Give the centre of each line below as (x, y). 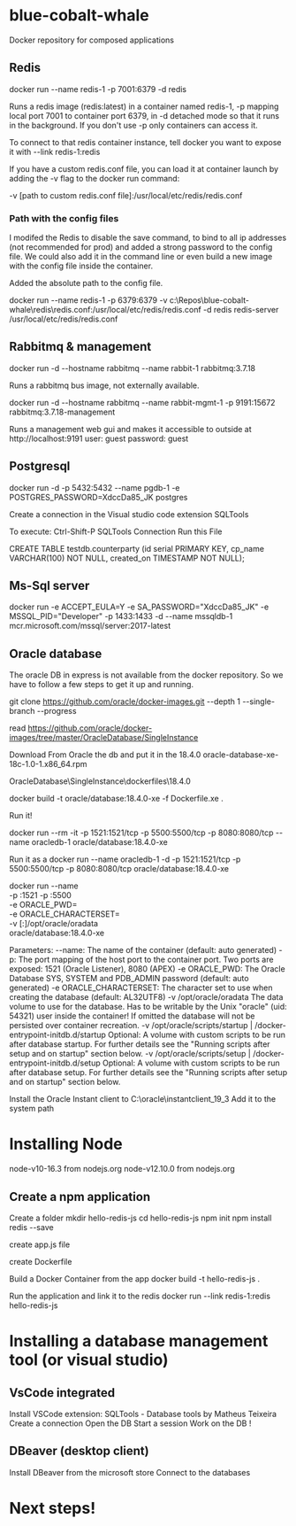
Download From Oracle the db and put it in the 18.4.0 (105, 755)
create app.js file (40, 1244)
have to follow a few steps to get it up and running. (102, 685)
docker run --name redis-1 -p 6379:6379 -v (88, 300)
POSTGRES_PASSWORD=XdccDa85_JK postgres (99, 497)
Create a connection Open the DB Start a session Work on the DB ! (130, 1423)
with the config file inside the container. (81, 266)
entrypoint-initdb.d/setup (55, 1063)
